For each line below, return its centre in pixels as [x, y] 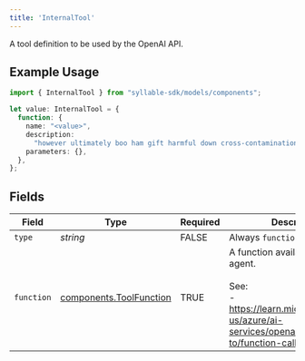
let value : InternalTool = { [64, 110]
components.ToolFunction [116, 298]
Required [200, 222]
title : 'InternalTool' [52, 18]
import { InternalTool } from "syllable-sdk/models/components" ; [135, 93]
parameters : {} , [57, 151]
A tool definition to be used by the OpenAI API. [97, 44]
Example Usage [54, 72]
